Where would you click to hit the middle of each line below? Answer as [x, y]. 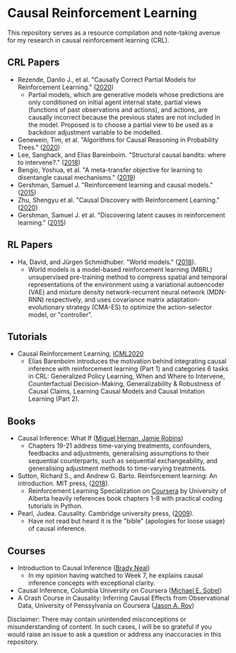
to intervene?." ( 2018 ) [49, 162]
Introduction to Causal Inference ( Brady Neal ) [84, 568]
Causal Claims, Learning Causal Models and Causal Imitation [116, 392]
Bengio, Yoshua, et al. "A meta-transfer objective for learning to [110, 170]
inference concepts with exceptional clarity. [92, 583]
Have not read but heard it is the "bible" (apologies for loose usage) [126, 521]
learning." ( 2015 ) [42, 222]
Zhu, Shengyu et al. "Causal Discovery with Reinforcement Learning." [119, 200]
